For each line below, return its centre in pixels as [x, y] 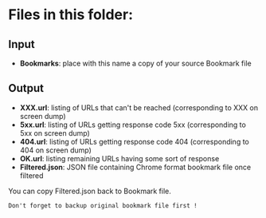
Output [26, 88]
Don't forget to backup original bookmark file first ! [103, 205]
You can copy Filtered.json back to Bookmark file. [90, 191]
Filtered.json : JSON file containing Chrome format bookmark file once [135, 167]
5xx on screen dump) [55, 133]
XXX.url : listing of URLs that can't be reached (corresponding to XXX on [139, 107]
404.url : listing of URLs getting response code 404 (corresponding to [134, 141]
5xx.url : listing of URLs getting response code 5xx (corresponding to [133, 125]
